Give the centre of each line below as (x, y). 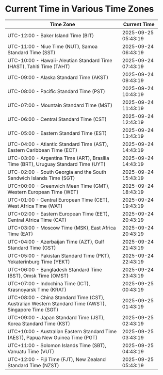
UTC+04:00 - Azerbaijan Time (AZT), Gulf (56, 242)
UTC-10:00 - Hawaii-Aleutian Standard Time (60, 60)
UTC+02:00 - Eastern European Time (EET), (58, 213)
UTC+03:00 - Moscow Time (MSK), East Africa (62, 228)
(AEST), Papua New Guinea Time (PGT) (53, 337)
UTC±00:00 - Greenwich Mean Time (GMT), (59, 186)
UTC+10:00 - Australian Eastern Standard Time (62, 331)
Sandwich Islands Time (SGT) (41, 178)
